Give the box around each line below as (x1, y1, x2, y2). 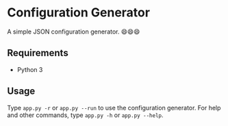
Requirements (7, 47, 68, 59)
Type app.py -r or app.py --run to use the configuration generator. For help (7, 103, 221, 112)
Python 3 (16, 65, 43, 73)
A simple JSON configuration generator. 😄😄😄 (7, 27, 140, 36)
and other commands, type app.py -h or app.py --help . (7, 111, 164, 119)
